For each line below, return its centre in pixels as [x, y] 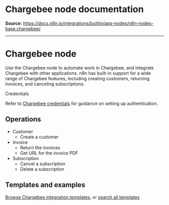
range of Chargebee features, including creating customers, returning [77, 78]
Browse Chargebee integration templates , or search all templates [72, 197]
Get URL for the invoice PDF [49, 153]
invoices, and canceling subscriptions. [45, 84]
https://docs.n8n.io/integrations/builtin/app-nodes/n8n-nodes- [89, 23]
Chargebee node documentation [75, 9]
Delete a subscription [42, 169]
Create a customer [39, 137]
